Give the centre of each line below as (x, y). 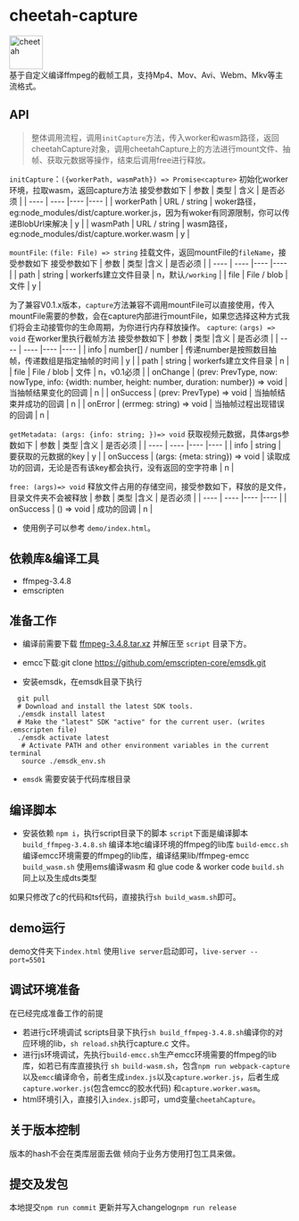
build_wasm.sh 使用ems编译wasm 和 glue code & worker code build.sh (153, 867)
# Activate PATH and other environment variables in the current (145, 746)
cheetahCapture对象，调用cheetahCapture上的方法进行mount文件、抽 (161, 148)
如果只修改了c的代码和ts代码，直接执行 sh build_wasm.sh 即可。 (125, 897)
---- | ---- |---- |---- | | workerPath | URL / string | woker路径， (145, 201)
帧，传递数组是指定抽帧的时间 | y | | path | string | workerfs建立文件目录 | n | (149, 360)
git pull (33, 699)
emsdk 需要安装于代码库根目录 (76, 779)
